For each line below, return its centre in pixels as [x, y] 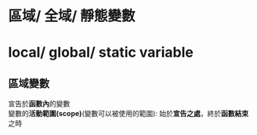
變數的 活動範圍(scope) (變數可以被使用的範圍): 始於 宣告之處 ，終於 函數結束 [128, 114]
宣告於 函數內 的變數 [39, 104]
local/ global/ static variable [101, 53]
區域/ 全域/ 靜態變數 [72, 16]
